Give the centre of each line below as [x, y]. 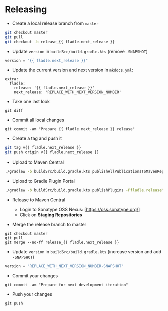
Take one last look [31, 102]
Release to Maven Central [39, 200]
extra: [12, 79]
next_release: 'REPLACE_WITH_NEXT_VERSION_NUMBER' [68, 92]
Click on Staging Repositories [51, 215]
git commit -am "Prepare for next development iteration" [67, 285]
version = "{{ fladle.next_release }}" [47, 60]
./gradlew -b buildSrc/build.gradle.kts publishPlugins [64, 190]
